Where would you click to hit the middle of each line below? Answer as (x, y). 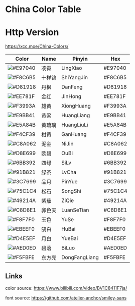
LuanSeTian (75, 210)
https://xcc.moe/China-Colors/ (37, 46)
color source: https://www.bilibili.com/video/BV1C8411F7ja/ (66, 288)
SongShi (71, 191)
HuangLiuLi (75, 125)
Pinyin (80, 59)
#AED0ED (115, 248)
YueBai (70, 238)
